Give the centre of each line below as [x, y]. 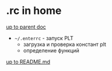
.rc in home [34, 11]
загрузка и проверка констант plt [65, 44]
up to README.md [28, 62]
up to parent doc [26, 27]
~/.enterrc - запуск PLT [44, 38]
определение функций [51, 50]
